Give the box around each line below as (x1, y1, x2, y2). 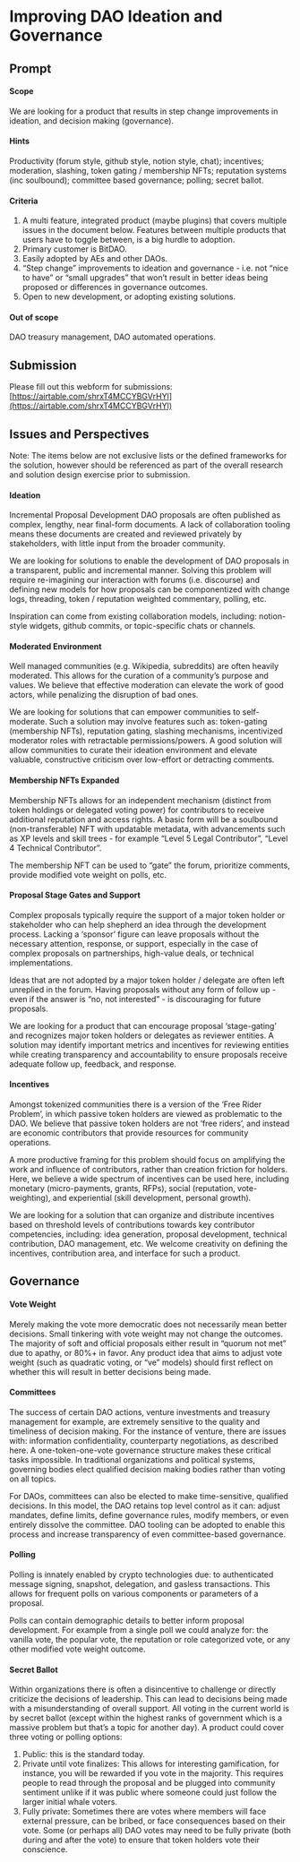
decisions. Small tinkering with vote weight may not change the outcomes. (9, 1328, 284, 1339)
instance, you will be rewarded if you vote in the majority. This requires (21, 1768, 284, 1779)
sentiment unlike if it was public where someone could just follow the (21, 1787, 278, 1798)
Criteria (9, 195, 39, 206)
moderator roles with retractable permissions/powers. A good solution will (9, 735, 283, 746)
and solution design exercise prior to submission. (9, 469, 191, 480)
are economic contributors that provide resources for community (9, 1128, 249, 1138)
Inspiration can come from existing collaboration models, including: (9, 611, 257, 622)
